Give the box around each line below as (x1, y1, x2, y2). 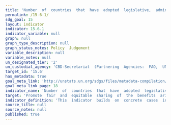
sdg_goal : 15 (5, 17, 33, 22)
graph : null (5, 36, 31, 41)
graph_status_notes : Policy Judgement (5, 45, 90, 51)
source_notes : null (5, 107, 47, 112)
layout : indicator (5, 21, 44, 27)
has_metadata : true (5, 74, 47, 79)
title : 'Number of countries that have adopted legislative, (5, 7, 152, 13)
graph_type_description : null (5, 41, 70, 46)
